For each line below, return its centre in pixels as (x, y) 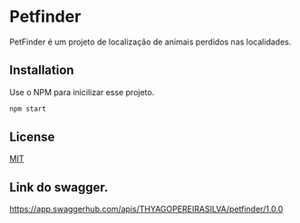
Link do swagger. (59, 187)
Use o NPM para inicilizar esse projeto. (82, 92)
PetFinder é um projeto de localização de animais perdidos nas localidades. (150, 42)
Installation (42, 70)
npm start (28, 109)
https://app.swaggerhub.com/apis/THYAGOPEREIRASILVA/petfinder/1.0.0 (146, 209)
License (32, 137)
